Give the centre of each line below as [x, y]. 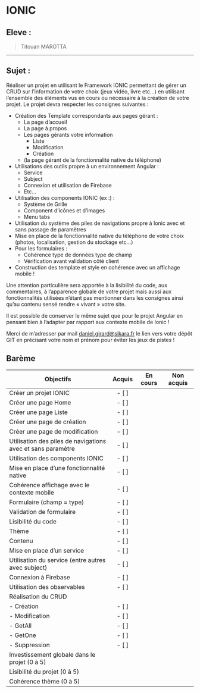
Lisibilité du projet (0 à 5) [44, 672]
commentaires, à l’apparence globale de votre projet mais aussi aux [89, 291]
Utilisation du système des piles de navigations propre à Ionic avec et [100, 223]
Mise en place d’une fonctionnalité [57, 468]
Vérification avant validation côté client [71, 261]
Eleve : [19, 32]
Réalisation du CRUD [38, 597]
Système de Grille [45, 204]
